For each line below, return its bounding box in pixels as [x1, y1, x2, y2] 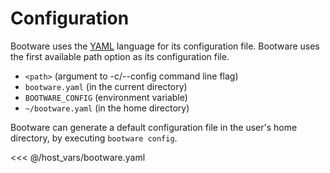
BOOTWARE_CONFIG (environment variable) [24, 91, 188, 103]
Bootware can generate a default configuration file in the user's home [10, 121, 298, 133]
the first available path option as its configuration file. [10, 50, 230, 62]
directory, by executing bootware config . [10, 132, 178, 144]
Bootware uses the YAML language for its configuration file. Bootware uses [10, 40, 320, 52]
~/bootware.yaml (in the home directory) [24, 102, 190, 114]
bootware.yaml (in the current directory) [24, 80, 188, 92]
